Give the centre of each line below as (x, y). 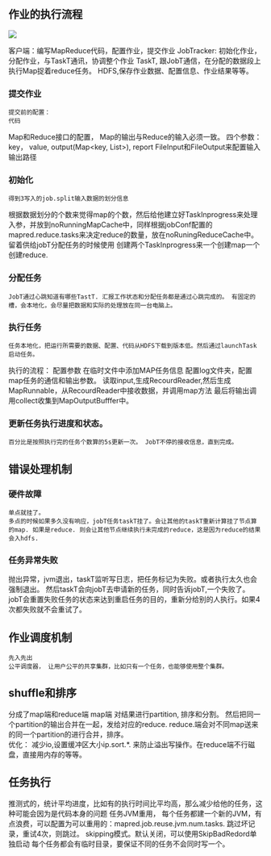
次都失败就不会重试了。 (47, 610)
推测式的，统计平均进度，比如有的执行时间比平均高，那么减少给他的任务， (132, 803)
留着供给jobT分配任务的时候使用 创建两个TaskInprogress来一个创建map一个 (134, 245)
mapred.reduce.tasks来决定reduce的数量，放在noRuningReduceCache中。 (133, 235)
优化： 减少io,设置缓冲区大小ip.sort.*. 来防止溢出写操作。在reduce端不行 (128, 744)
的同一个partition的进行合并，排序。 (68, 734)
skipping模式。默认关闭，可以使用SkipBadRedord (167, 833)
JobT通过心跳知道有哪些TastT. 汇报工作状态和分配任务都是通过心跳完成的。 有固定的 (132, 297)
